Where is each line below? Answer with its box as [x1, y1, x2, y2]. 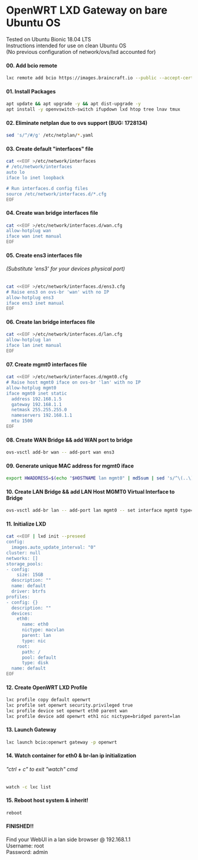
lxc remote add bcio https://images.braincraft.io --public [6, 75, 157, 81]
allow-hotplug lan [6, 337, 51, 343]
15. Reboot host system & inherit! [6, 797, 88, 804]
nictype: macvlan [21, 627, 65, 633]
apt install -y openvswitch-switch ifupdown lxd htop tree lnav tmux [6, 107, 181, 112]
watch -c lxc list [6, 784, 51, 790]
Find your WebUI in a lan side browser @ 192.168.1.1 [6, 836, 131, 843]
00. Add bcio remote [6, 62, 58, 69]
